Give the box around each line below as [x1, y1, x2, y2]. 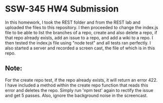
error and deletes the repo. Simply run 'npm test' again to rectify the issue [5, 87, 153, 93]
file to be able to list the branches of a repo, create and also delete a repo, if [5, 29, 157, 35]
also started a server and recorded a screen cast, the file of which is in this [5, 45, 155, 51]
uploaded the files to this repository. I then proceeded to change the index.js [5, 24, 159, 30]
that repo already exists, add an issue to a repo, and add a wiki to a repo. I [5, 35, 153, 41]
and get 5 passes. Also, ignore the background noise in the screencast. [5, 92, 148, 98]
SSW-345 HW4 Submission [5, 3, 119, 15]
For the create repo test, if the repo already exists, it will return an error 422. [5, 77, 158, 83]
